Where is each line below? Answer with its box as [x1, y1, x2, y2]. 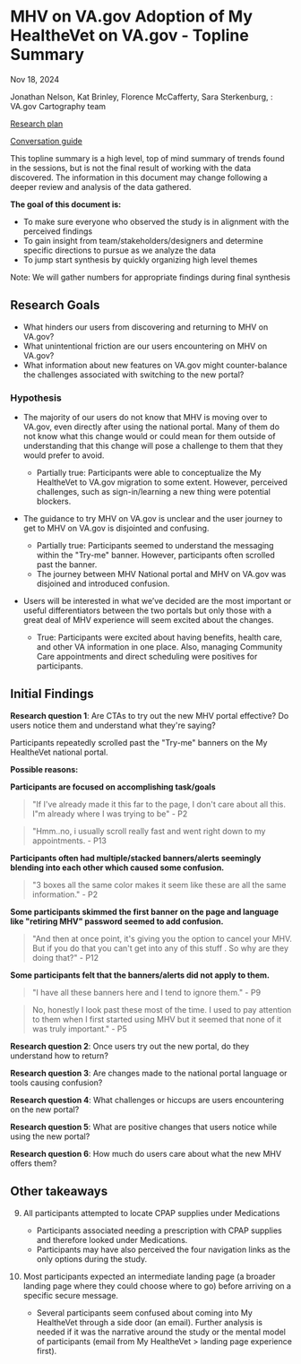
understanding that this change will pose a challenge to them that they [22, 441, 283, 452]
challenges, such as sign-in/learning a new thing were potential [36, 487, 271, 497]
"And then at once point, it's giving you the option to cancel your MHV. [31, 933, 292, 944]
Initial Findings [10, 686, 95, 702]
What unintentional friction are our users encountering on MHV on [22, 341, 268, 351]
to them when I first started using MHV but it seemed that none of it [31, 1014, 282, 1024]
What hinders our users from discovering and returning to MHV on [22, 321, 269, 332]
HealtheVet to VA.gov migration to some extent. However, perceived [36, 477, 288, 488]
